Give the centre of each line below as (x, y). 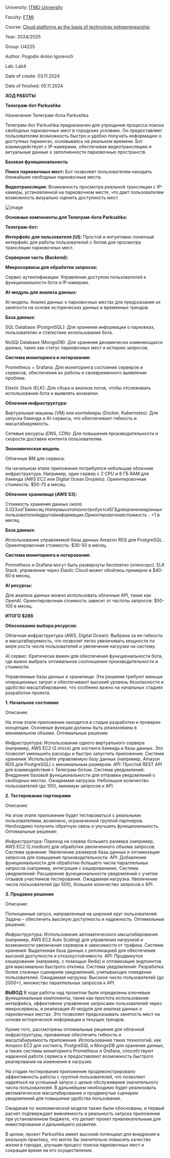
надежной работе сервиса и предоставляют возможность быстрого (79, 1056)
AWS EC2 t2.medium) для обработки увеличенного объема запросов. (80, 846)
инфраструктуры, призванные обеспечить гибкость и (63, 1035)
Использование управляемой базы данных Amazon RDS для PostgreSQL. (84, 540)
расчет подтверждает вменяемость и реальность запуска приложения (83, 1113)
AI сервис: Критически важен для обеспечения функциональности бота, (84, 656)
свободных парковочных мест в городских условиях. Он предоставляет (84, 130)
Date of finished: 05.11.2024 (34, 86)
